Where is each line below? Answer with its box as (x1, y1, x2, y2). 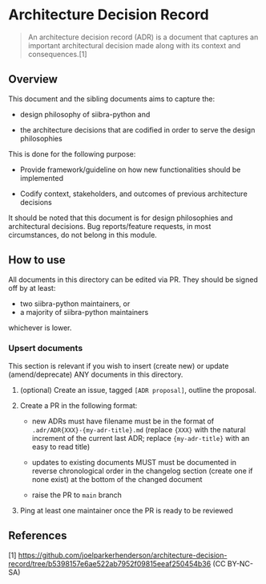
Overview (8, 72, 58, 86)
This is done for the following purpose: (8, 149, 136, 158)
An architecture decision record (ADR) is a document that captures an (27, 32, 259, 42)
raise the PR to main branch (31, 490, 123, 500)
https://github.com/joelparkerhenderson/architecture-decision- (18, 550, 228, 560)
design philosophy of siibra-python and (19, 109, 151, 119)
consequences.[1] (27, 49, 87, 59)
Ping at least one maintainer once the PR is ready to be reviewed (19, 505, 234, 515)
